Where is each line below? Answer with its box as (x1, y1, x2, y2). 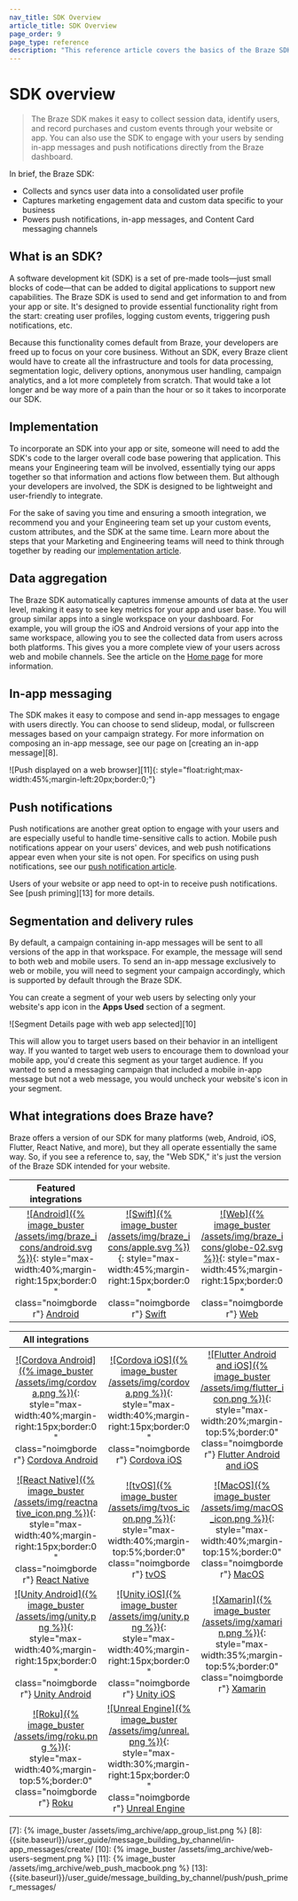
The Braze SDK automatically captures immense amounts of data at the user (9, 594, 288, 605)
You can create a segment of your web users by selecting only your (9, 992, 256, 1002)
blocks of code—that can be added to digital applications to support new (9, 281, 276, 293)
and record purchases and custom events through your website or (30, 123, 273, 134)
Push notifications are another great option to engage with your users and (9, 823, 279, 835)
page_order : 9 (9, 29, 62, 38)
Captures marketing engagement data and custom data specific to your (21, 195, 284, 206)
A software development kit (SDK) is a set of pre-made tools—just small (9, 273, 272, 283)
